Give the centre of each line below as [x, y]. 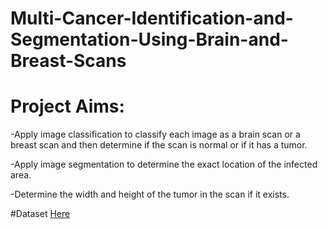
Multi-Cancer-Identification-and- [152, 18]
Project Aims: [67, 106]
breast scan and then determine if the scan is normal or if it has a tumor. [159, 145]
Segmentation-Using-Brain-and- [149, 39]
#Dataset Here [40, 214]
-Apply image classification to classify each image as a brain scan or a [155, 134]
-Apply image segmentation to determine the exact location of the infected [164, 164]
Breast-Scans [68, 61]
